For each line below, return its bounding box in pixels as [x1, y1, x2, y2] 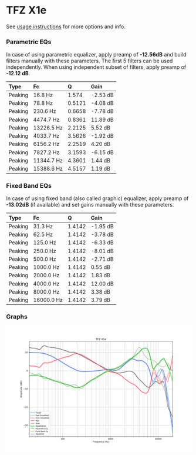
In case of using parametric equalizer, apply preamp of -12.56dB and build [6, 51, 187, 58]
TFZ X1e [6, 4, 47, 17]
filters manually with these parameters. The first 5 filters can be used [6, 57, 173, 65]
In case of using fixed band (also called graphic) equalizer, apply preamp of [6, 195, 189, 202]
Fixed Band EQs [6, 181, 52, 190]
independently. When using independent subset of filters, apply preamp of [6, 64, 187, 71]
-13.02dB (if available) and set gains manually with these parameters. [6, 201, 174, 208]
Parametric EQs [6, 38, 52, 46]
